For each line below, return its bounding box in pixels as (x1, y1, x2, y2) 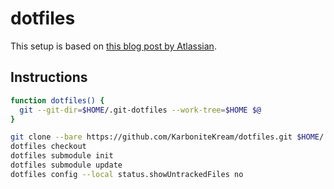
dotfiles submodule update (10, 160, 123, 170)
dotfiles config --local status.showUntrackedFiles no (10, 169, 244, 179)
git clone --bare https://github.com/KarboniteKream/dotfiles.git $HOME (10, 132, 320, 142)
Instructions (10, 69, 88, 86)
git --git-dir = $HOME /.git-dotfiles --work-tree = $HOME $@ (19, 105, 262, 115)
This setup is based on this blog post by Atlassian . (10, 40, 217, 52)
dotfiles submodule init (10, 151, 114, 161)
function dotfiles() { (10, 95, 105, 106)
